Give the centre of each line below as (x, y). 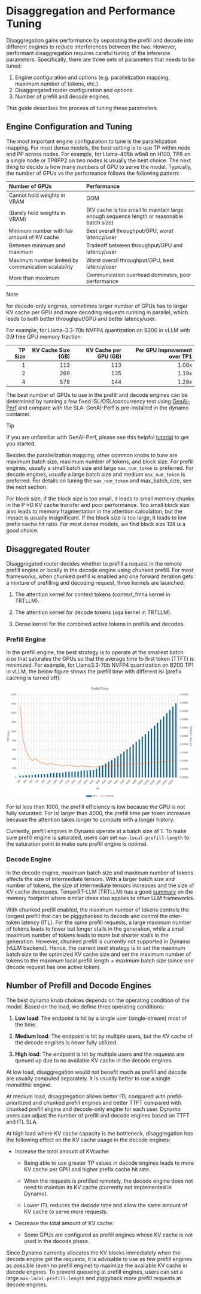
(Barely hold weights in (37, 213)
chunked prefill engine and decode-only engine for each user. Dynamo (94, 1109)
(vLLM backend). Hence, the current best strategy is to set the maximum (96, 947)
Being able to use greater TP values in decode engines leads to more (109, 1163)
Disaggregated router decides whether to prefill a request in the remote (94, 563)
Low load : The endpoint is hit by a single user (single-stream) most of (101, 1018)
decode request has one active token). (54, 967)
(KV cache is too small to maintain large (135, 209)
